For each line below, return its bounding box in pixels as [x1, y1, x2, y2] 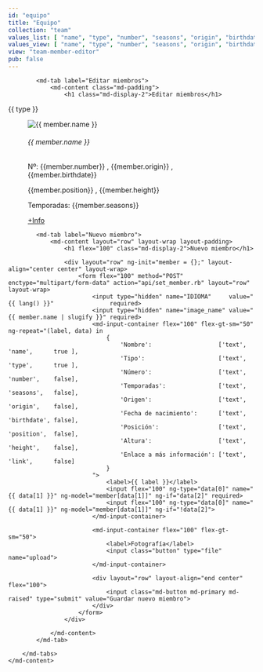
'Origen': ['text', [120, 396, 247, 404]
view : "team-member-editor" [8, 48, 100, 56]
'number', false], [8, 375, 79, 383]
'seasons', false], [8, 389, 79, 397]
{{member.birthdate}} [27, 170, 97, 180]
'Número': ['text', [120, 368, 247, 377]
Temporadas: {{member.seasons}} [27, 201, 139, 210]
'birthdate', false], [8, 417, 79, 425]
